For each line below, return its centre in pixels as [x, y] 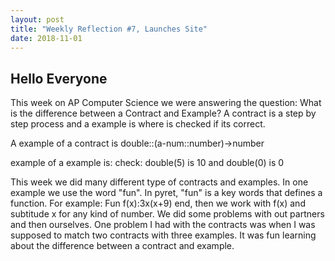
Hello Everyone [59, 78]
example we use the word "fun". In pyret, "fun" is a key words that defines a [166, 193]
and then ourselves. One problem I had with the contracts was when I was [163, 225]
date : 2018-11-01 [46, 38]
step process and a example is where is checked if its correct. [138, 124]
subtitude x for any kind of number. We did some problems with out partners [167, 214]
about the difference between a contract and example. [122, 246]
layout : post [37, 19]
